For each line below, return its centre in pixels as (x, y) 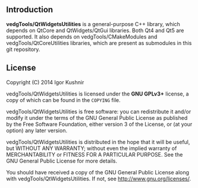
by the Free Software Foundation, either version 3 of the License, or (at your (99, 124)
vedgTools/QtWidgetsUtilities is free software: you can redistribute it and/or (99, 111)
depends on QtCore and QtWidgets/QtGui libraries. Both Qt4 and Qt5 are (95, 30)
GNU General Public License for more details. (62, 161)
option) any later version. (37, 130)
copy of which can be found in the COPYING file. (63, 100)
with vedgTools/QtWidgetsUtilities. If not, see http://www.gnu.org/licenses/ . (99, 179)
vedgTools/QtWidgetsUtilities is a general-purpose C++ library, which (93, 24)
